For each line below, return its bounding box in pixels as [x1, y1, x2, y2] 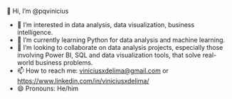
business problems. [35, 58, 93, 67]
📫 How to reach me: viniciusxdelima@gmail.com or [16, 66, 169, 75]
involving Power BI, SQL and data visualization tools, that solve [16, 51, 201, 59]
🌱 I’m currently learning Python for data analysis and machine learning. [16, 36, 226, 44]
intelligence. [16, 28, 53, 36]
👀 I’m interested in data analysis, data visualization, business [16, 21, 195, 28]
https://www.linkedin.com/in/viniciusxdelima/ [16, 77, 149, 85]
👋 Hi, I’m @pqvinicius [6, 7, 69, 15]
